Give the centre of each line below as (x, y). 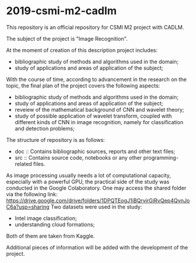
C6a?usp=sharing (28, 207)
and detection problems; (45, 128)
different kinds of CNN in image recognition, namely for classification (99, 122)
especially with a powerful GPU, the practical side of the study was (88, 181)
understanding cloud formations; (54, 224)
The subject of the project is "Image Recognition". (67, 38)
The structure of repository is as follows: (56, 139)
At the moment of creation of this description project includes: (82, 50)
